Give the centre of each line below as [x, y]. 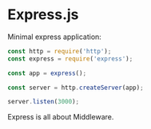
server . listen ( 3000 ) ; [44, 102]
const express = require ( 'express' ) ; [70, 59]
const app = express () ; [47, 73]
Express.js [43, 15]
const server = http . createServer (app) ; [76, 88]
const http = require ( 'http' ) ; [60, 51]
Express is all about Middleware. [61, 117]
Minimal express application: [54, 37]
